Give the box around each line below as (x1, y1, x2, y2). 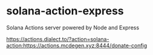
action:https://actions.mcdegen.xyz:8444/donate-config (6, 42, 148, 49)
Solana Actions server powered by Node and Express (6, 24, 140, 31)
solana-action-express (6, 4, 124, 18)
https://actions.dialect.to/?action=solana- (6, 35, 109, 42)
